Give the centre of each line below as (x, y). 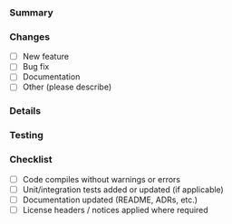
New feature (46, 57)
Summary (32, 13)
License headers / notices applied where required (115, 210)
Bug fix (36, 67)
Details (25, 111)
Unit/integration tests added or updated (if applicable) (123, 189)
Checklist (31, 160)
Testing (26, 135)
